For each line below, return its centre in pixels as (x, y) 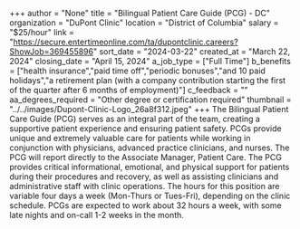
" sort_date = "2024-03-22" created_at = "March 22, (192, 52)
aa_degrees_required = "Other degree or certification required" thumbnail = (150, 100)
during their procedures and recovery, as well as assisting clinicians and (144, 177)
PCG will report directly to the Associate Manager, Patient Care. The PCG (146, 157)
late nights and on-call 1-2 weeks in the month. (97, 215)
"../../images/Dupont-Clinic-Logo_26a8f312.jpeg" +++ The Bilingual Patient (149, 109)
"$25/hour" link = (42, 32)
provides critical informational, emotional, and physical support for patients (150, 167)
